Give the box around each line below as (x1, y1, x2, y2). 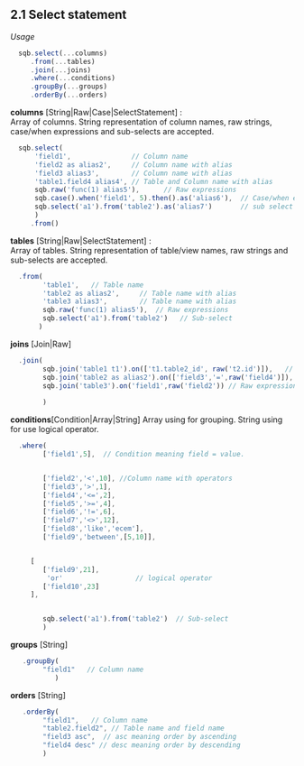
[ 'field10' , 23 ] (42, 582, 100, 591)
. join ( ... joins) (30, 65, 92, 75)
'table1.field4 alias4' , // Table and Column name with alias (33, 177, 273, 186)
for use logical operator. (10, 424, 99, 435)
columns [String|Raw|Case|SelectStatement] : (10, 107, 183, 118)
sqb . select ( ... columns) (18, 49, 107, 58)
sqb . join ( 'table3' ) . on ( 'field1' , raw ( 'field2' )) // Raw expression (42, 381, 298, 391)
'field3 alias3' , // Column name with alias (33, 169, 233, 178)
